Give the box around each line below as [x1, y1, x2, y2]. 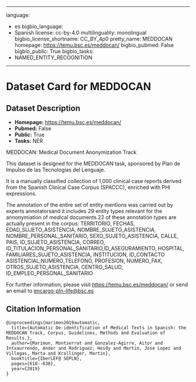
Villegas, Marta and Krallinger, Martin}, [6, 350, 111, 356]
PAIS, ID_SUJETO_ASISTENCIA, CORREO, [6, 239, 106, 246]
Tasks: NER [14, 137, 43, 144]
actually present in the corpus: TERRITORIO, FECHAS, [6, 220, 135, 227]
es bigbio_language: [14, 23, 64, 30]
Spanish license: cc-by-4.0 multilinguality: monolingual [14, 29, 147, 36]
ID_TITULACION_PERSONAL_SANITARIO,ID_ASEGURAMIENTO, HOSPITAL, [6, 245, 185, 252]
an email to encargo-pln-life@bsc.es [6, 287, 94, 294]
